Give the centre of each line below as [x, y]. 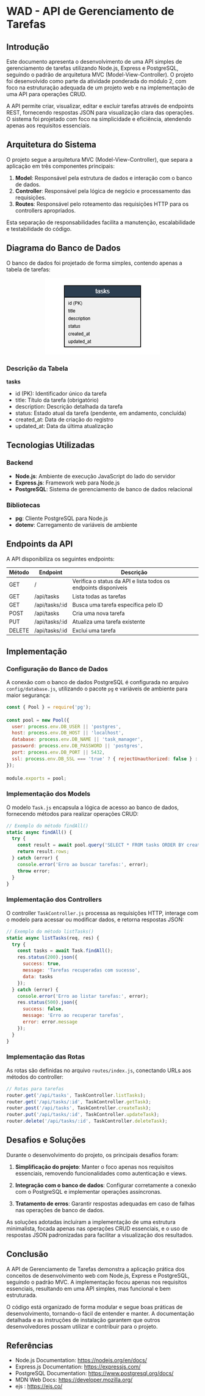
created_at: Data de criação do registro [64, 419]
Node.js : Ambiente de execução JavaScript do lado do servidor [95, 476]
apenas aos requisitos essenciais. [49, 126]
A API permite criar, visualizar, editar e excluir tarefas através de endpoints [100, 106]
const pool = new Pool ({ [38, 720]
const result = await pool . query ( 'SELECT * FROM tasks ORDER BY [101, 845]
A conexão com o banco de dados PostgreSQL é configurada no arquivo [98, 682]
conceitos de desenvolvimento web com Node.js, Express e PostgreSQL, [98, 1275]
